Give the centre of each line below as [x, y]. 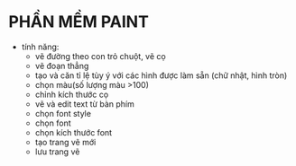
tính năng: [40, 47]
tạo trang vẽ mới [65, 142]
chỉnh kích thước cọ [72, 94]
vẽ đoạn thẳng [62, 66]
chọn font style [63, 113]
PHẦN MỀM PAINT [79, 22]
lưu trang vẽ [57, 152]
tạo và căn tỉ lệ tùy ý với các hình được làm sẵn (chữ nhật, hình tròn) [161, 75]
